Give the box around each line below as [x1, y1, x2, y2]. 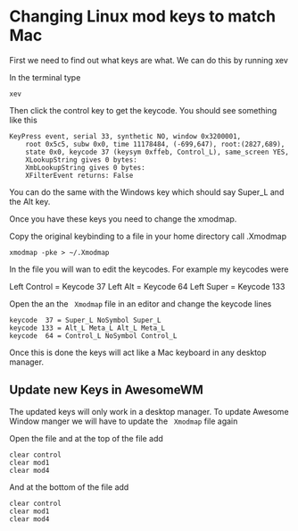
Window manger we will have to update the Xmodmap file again [9, 416, 238, 426]
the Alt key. [9, 196, 51, 206]
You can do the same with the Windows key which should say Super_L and [9, 186, 285, 198]
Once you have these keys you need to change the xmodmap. [9, 213, 237, 224]
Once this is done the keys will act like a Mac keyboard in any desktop [9, 347, 267, 358]
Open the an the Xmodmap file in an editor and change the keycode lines [9, 298, 272, 309]
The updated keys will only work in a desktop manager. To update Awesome [9, 406, 289, 417]
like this [9, 114, 37, 125]
